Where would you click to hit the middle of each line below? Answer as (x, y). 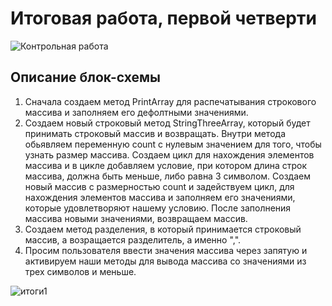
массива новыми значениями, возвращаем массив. (136, 218)
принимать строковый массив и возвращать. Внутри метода (155, 133)
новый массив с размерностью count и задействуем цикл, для (159, 186)
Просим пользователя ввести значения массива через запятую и (166, 250)
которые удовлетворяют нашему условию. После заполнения (158, 208)
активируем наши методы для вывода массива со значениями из (165, 261)
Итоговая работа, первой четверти (163, 18)
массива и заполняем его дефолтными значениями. (136, 112)
